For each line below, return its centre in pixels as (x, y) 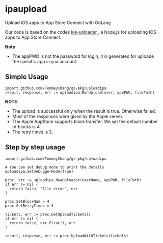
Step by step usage (35, 147)
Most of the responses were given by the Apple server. (68, 116)
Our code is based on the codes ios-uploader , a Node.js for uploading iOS (81, 32)
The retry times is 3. (32, 132)
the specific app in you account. (45, 61)
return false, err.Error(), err (43, 223)
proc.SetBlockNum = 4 (27, 201)
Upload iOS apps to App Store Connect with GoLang (58, 23)
